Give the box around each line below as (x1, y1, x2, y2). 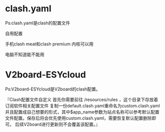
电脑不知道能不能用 (5, 51, 45, 57)
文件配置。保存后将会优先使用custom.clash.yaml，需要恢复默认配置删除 (5, 115, 152, 121)
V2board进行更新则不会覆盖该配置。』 (23, 121, 100, 127)
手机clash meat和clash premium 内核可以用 (5, 41, 94, 47)
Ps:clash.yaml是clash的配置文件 (5, 20, 70, 26)
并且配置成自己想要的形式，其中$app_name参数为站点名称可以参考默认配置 (5, 109, 160, 115)
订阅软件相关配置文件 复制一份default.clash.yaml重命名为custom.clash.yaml (5, 102, 160, 109)
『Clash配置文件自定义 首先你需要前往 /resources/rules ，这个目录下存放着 (5, 96, 159, 102)
